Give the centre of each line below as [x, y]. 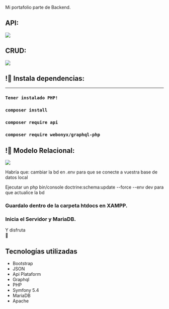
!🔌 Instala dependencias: [45, 78]
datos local [17, 177]
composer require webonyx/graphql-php [53, 135]
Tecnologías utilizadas [41, 251]
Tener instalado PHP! [32, 98]
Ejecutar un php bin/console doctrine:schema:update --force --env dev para [84, 187]
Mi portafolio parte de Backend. [38, 7]
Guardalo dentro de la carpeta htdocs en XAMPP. [66, 205]
